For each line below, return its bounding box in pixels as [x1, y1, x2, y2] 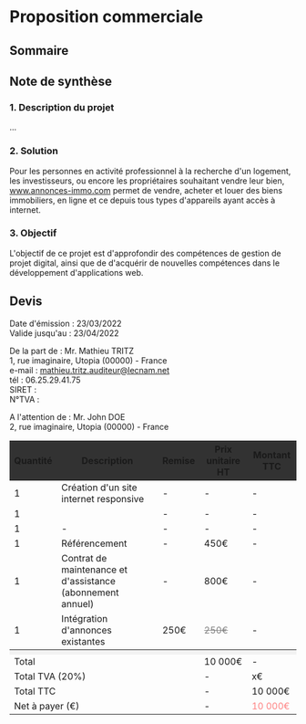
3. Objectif [9, 226, 57, 239]
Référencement [61, 537, 127, 550]
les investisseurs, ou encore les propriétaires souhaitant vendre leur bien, [9, 175, 285, 186]
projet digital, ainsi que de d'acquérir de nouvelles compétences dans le [9, 257, 280, 268]
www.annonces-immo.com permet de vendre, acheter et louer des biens [9, 184, 283, 195]
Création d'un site [61, 481, 138, 494]
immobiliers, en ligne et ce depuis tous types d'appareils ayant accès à [9, 194, 276, 205]
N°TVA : [9, 393, 40, 404]
